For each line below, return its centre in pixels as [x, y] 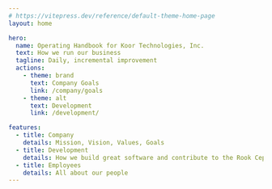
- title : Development [52, 150]
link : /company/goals [66, 90]
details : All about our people [76, 173]
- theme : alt [45, 98]
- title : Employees [49, 165]
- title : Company [45, 135]
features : [25, 128]
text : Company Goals [64, 83]
